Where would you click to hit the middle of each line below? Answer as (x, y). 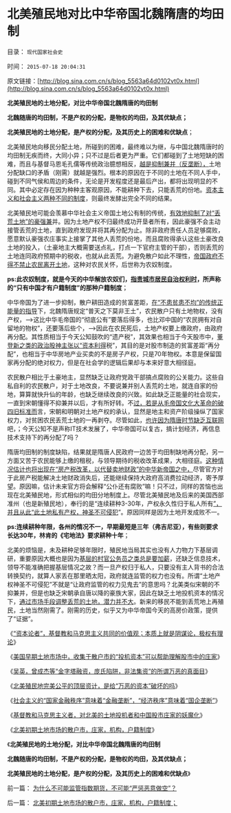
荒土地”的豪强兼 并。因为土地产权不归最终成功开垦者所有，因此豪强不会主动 (114, 221)
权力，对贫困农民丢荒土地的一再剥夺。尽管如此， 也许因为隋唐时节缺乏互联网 (115, 420)
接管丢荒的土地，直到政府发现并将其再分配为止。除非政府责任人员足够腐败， (115, 230)
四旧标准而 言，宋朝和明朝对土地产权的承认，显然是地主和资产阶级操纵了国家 (115, 411)
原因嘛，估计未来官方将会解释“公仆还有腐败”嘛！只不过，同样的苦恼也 (118, 486)
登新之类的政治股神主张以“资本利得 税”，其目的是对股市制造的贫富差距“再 (111, 345)
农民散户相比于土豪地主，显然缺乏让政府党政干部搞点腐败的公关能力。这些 (112, 377)
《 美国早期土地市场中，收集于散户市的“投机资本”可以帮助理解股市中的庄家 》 (115, 656)
